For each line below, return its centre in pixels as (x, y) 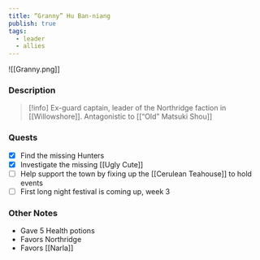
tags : (17, 31)
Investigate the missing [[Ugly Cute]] (82, 164)
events (31, 183)
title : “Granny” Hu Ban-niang (60, 16)
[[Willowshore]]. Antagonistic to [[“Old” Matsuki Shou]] (120, 117)
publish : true (32, 24)
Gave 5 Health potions (57, 231)
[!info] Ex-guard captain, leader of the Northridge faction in (127, 108)
